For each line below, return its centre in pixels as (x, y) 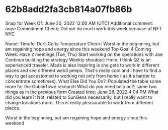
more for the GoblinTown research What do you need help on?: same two (81, 86)
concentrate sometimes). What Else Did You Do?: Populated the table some (83, 81)
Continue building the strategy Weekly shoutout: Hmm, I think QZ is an (78, 59)
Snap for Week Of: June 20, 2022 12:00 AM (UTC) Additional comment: (79, 23)
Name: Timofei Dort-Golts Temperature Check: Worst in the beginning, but (82, 43)
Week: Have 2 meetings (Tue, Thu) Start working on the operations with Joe (84, 54)
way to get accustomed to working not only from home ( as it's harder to (80, 76)
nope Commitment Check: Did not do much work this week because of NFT (84, 28)
